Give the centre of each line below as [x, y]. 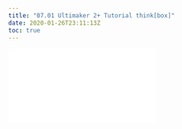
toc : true [25, 30]
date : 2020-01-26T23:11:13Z [55, 23]
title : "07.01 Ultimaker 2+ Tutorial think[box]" [92, 15]
